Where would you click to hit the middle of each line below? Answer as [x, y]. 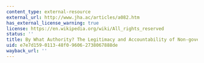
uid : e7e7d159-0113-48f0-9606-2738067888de [62, 46]
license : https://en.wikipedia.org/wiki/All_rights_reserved [85, 28]
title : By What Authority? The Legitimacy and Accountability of [90, 40]
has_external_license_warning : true [53, 23]
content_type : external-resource [49, 12]
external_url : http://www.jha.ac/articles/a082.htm [73, 17]
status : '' [20, 34]
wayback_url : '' [27, 51]
